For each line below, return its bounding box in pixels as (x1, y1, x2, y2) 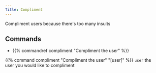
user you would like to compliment (5, 62, 75, 69)
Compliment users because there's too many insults (5, 21, 111, 26)
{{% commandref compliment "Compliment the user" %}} (12, 48, 129, 54)
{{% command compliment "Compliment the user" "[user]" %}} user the (5, 57, 152, 63)
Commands (5, 35, 42, 43)
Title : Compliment (5, 7, 43, 12)
